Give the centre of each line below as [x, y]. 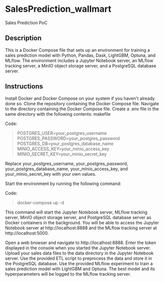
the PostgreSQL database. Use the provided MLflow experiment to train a [79, 263]
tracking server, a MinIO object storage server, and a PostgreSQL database [81, 65]
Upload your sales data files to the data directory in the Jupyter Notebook [79, 253]
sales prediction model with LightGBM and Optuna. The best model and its [80, 269]
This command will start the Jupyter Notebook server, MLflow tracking [76, 212]
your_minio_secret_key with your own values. [51, 174]
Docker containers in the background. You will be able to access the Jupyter [82, 222]
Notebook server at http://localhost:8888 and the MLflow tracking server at [81, 228]
